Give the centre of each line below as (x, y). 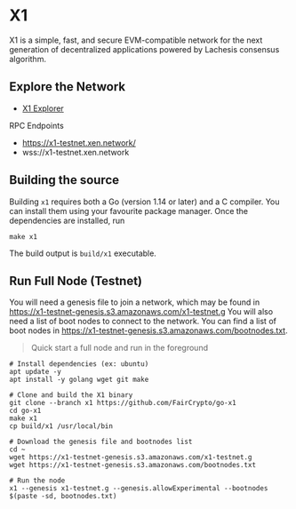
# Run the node (37, 481)
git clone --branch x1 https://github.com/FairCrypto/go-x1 (123, 403)
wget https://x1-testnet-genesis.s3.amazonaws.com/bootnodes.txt (132, 465)
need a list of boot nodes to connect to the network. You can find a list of (143, 322)
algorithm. (28, 59)
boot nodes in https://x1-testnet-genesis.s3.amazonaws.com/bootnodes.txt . (148, 330)
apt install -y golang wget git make (79, 380)
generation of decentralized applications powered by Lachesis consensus (144, 49)
